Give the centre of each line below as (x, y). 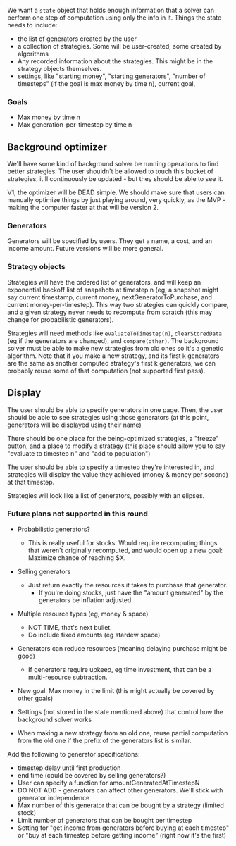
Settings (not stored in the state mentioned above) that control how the (120, 711)
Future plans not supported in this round (77, 514)
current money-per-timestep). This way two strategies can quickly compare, (118, 304)
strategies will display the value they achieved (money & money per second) (118, 474)
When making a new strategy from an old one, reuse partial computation (123, 733)
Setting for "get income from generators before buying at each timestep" (123, 828)
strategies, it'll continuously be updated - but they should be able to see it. (115, 179)
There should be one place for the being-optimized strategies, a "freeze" (113, 438)
